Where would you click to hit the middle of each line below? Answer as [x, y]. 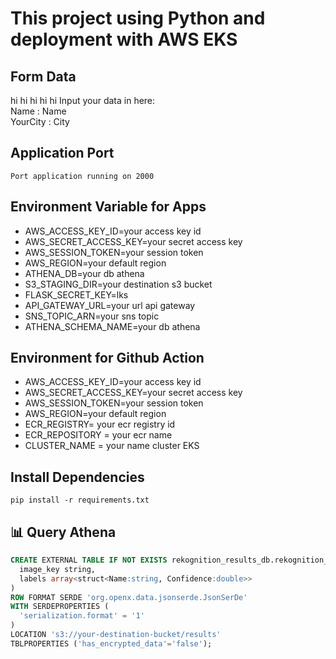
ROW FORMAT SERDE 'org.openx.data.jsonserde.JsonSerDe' [129, 597]
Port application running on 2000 [82, 176]
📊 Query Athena [63, 532]
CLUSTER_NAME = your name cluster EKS [112, 446]
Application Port [62, 153]
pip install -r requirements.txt [80, 500]
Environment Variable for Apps [108, 207]
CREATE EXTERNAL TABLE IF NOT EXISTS [89, 560]
